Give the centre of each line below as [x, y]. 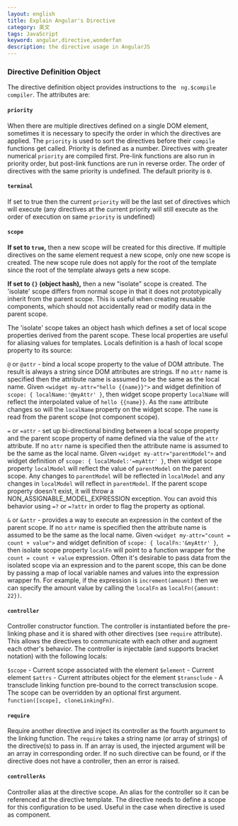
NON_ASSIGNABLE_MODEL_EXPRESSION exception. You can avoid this [112, 499]
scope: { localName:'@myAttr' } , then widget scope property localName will [118, 394]
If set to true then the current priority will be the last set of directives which [119, 201]
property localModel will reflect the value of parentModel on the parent [110, 468]
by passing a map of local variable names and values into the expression [113, 572]
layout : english [31, 14]
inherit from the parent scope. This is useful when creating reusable [106, 298]
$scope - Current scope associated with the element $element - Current [111, 670]
